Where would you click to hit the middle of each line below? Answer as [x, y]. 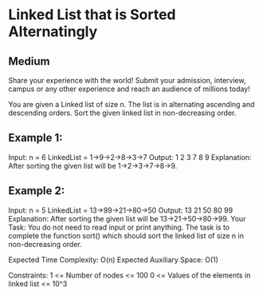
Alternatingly [53, 32]
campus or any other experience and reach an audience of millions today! [130, 89]
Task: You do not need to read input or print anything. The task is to [119, 227]
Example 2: [37, 191]
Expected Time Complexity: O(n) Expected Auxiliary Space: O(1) [114, 259]
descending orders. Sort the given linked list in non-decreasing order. [122, 113]
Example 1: [35, 138]
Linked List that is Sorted [92, 15]
